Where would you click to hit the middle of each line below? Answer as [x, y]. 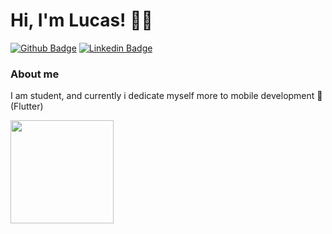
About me [35, 74]
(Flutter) [27, 106]
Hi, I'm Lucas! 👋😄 [81, 20]
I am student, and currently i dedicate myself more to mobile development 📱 [166, 96]
